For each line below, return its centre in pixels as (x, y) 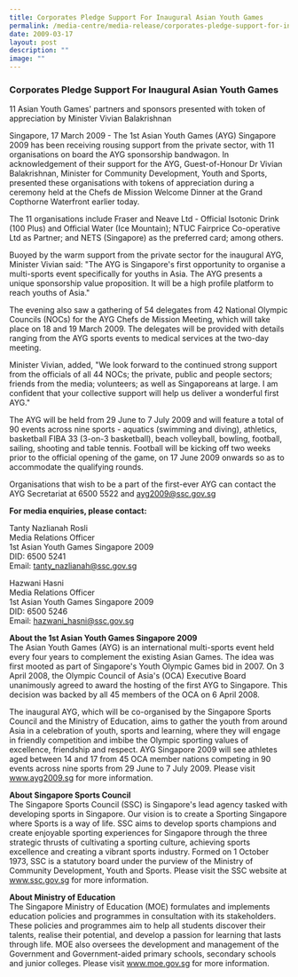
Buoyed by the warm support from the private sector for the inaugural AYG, (146, 255)
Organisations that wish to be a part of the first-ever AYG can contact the (143, 484)
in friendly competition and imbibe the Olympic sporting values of (129, 740)
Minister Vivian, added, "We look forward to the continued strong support (143, 365)
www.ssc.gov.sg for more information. (79, 880)
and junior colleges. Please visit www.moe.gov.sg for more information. (139, 964)
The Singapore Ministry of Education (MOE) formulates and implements (140, 907)
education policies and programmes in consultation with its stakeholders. (143, 917)
